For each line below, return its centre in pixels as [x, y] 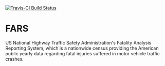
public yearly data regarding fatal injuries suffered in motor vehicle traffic [83, 53]
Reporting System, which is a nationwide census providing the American [82, 48]
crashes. [15, 59]
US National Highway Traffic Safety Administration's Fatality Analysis [78, 42]
